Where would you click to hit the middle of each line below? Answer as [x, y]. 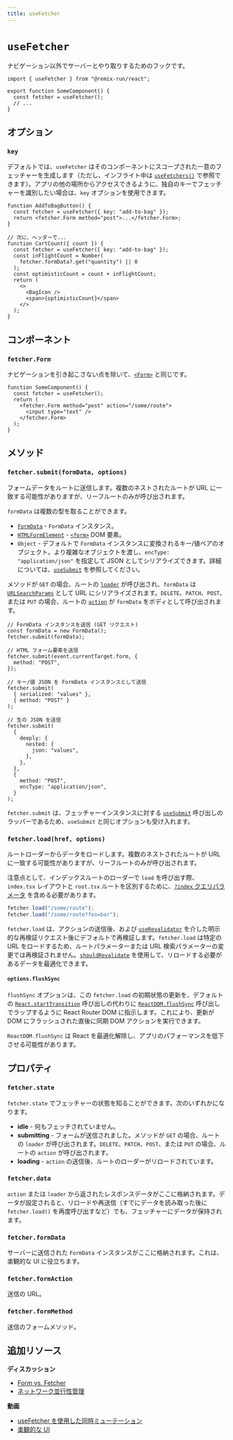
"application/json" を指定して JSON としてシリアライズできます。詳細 [119, 560]
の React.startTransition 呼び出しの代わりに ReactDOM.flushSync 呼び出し [114, 1003]
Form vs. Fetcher [41, 1383]
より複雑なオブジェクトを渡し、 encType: [112, 552]
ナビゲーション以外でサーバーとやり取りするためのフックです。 [98, 65]
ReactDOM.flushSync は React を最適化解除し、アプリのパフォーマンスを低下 [115, 1035]
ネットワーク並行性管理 [51, 1391]
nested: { [40, 744]
